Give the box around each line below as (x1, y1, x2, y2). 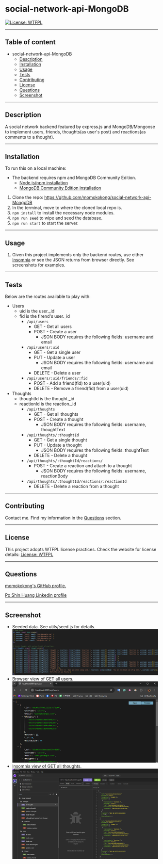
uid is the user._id (19, 308, 55, 314)
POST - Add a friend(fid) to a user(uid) (33, 380, 111, 386)
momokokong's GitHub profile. (5, 583, 66, 589)
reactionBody (41, 473, 68, 479)
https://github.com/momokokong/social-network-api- (44, 195, 151, 200)
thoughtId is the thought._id (19, 396, 75, 401)
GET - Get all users (33, 324, 72, 329)
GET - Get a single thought (33, 437, 87, 442)
